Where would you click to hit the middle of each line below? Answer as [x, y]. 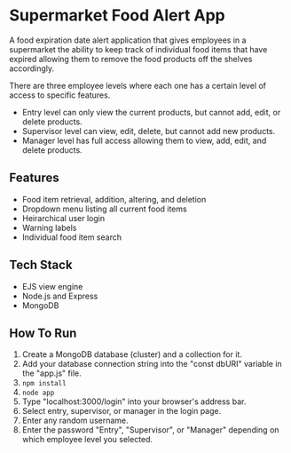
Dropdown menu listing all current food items [105, 209]
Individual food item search [72, 237]
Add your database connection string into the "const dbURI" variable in [152, 364]
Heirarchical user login [63, 218]
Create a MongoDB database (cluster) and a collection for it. [132, 354]
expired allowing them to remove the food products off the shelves [131, 59]
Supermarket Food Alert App [117, 16]
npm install [44, 384]
